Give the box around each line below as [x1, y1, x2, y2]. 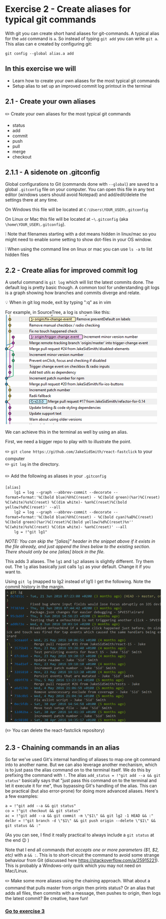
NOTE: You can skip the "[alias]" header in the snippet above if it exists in [5, 538, 156, 544]
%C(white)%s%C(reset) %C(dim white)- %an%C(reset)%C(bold [5, 500, 127, 505]
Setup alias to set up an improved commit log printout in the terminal [12, 83, 152, 89]
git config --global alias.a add [5, 51, 74, 56]
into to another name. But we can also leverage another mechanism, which [5, 762, 157, 768]
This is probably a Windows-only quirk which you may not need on [5, 863, 141, 868]
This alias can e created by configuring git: [5, 41, 92, 47]
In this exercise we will [5, 64, 76, 73]
